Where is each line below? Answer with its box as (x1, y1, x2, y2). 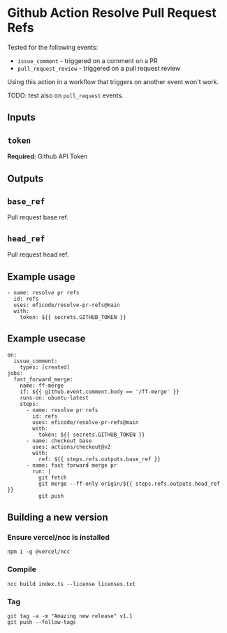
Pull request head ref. (7, 250, 69, 259)
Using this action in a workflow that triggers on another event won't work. (7, 77, 219, 86)
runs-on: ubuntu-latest (20, 394, 89, 401)
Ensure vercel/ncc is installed (7, 533, 110, 543)
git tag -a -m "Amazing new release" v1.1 (7, 613, 133, 620)
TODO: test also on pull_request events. (7, 91, 124, 100)
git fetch (38, 474, 68, 481)
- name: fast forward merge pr (25, 461, 117, 469)
